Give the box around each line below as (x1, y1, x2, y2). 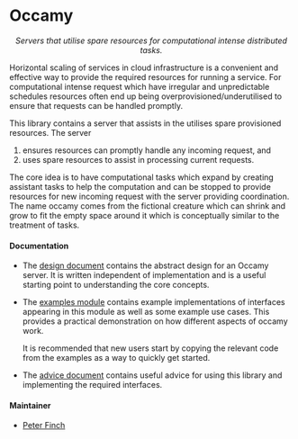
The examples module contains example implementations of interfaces (22, 297, 285, 308)
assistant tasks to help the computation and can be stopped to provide (9, 181, 272, 192)
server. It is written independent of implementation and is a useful (22, 270, 266, 281)
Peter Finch (22, 420, 66, 431)
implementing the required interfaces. (22, 380, 163, 390)
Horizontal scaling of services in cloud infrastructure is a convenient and (9, 62, 279, 73)
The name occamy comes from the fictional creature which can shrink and (9, 200, 286, 211)
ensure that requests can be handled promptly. (9, 100, 183, 111)
